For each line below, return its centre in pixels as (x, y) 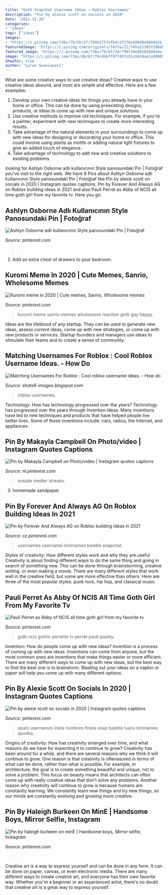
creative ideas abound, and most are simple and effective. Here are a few (81, 85)
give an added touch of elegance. (47, 148)
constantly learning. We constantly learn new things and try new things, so (82, 790)
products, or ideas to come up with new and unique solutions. (76, 111)
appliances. (17, 426)
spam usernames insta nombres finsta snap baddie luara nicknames (88, 727)
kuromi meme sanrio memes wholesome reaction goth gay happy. (85, 314)
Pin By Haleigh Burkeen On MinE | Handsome (77, 812)
